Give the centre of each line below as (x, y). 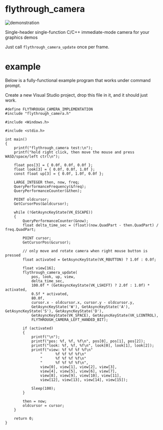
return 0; (24, 418)
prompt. (13, 85)
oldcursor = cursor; (44, 405)
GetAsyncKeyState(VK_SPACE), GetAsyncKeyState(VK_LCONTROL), (95, 315)
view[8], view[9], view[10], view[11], (81, 376)
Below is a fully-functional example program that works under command (78, 80)
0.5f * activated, (50, 294)
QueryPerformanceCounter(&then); (48, 191)
